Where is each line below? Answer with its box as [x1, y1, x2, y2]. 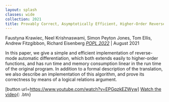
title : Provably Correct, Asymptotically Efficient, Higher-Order [5, 21, 147, 26]
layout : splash [5, 7, 37, 12]
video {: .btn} [5, 91, 31, 97]
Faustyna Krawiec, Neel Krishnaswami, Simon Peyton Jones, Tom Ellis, [5, 35, 152, 41]
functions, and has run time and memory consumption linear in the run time [5, 60, 161, 66]
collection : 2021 [5, 16, 42, 21]
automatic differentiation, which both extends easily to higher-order [18, 55, 158, 61]
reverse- [135, 50, 153, 56]
